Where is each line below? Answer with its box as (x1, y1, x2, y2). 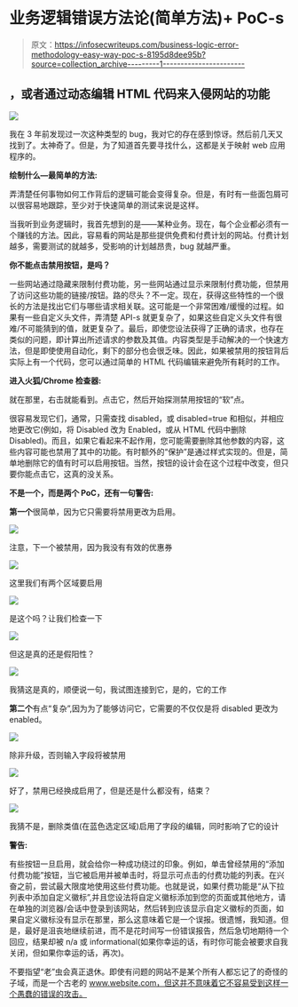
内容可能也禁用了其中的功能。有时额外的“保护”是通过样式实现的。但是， (16, 446, 281, 457)
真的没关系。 (70, 468, 118, 479)
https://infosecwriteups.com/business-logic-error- (54, 39, 239, 50)
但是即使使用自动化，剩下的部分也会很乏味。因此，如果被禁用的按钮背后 (24, 345, 289, 356)
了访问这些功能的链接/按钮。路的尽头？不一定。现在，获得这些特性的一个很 (9, 290, 285, 300)
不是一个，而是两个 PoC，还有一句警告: (9, 487, 153, 498)
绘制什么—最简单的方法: (9, 170, 98, 180)
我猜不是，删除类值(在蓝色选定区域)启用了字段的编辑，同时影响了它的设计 (9, 820, 279, 831)
